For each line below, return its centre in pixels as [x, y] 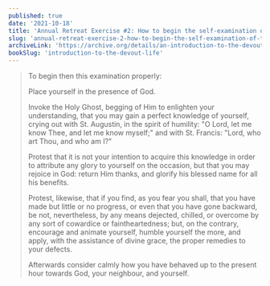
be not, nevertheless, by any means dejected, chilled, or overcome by [143, 215]
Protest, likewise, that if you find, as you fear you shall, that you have [141, 198]
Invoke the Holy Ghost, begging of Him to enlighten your [121, 107]
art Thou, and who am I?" [70, 141]
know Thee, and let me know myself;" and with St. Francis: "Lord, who [144, 133]
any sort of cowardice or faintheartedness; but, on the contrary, [133, 223]
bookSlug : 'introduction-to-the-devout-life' [86, 53]
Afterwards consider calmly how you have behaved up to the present [142, 265]
